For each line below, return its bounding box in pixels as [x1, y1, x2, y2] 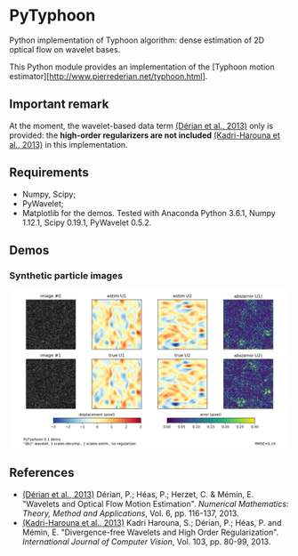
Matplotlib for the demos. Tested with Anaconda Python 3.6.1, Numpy [21, 207, 276, 218]
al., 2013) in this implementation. [9, 139, 128, 149]
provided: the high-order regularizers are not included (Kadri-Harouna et [9, 130, 280, 141]
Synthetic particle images [9, 269, 123, 281]
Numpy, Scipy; [21, 189, 77, 199]
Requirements [9, 165, 89, 181]
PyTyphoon [9, 5, 96, 26]
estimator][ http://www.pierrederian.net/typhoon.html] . [9, 70, 208, 81]
